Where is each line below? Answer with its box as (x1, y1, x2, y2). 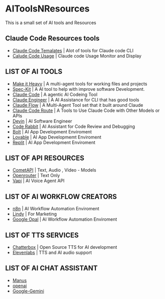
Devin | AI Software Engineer (12, 118, 73, 124)
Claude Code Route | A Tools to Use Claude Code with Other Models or (12, 107, 160, 113)
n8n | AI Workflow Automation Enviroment (12, 206, 99, 212)
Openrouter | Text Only (12, 173, 60, 179)
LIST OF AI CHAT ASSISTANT (5, 264, 98, 272)
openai (12, 282, 27, 288)
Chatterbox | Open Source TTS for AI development (12, 244, 117, 250)
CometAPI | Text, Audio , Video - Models (12, 167, 96, 173)
